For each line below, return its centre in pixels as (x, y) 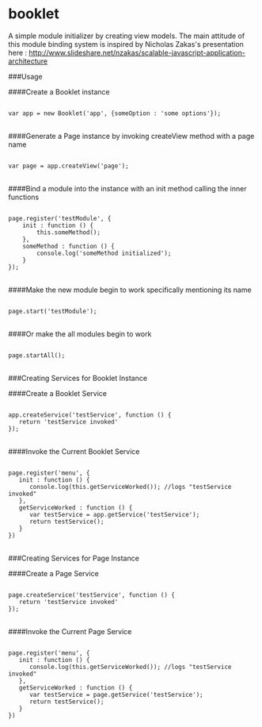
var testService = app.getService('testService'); (114, 514)
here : (18, 52)
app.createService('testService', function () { (90, 415)
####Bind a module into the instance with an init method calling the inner (127, 188)
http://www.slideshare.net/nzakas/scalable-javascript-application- (137, 52)
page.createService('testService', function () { (92, 595)
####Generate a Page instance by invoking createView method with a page (131, 136)
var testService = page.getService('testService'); (116, 694)
